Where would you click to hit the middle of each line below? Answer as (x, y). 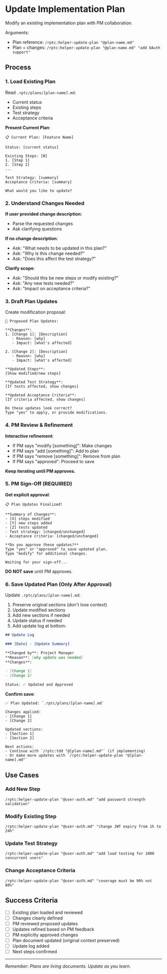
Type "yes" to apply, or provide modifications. (56, 413)
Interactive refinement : (29, 436)
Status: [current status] (32, 147)
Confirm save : (20, 694)
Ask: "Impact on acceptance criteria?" (51, 288)
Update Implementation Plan (65, 9)
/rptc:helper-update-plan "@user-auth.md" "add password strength (75, 799)
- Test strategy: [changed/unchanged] (45, 532)
